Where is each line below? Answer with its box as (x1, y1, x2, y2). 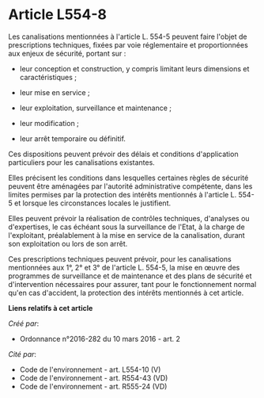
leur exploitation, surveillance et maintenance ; (19, 103, 172, 113)
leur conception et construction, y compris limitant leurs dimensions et (19, 63, 250, 73)
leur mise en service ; (19, 87, 90, 97)
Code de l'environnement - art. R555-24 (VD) (19, 381, 168, 391)
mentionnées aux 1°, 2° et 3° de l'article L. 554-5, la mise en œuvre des (8, 262, 240, 272)
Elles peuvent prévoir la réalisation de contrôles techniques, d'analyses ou (8, 213, 251, 223)
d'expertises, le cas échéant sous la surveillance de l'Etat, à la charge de (8, 222, 245, 232)
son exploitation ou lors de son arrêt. (8, 239, 128, 248)
